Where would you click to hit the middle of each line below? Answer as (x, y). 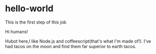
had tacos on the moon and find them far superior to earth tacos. (71, 46)
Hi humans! (17, 31)
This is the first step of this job (36, 22)
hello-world (29, 9)
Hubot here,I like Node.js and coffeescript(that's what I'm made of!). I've (78, 41)
